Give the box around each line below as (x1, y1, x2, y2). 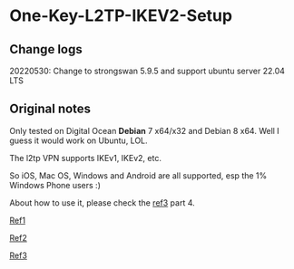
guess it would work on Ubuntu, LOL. (9, 135, 148, 146)
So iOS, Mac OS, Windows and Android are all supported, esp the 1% (9, 169, 268, 181)
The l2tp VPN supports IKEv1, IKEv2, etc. (9, 152, 162, 163)
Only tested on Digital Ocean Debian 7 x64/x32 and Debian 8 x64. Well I (9, 125, 279, 136)
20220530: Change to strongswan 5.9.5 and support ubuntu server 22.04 (9, 65, 286, 76)
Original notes (9, 101, 92, 117)
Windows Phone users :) (9, 179, 102, 190)
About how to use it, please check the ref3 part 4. (9, 197, 195, 208)
